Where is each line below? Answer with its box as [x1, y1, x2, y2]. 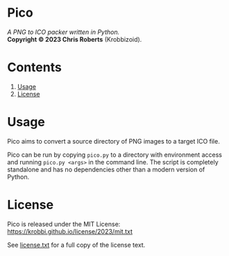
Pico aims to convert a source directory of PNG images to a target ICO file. [7, 137, 220, 145]
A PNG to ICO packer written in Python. [7, 28, 120, 36]
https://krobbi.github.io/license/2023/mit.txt [7, 227, 133, 235]
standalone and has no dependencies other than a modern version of [7, 165, 205, 173]
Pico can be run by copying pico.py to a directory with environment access [7, 151, 222, 159]
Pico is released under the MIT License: [7, 220, 121, 228]
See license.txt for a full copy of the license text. [7, 241, 146, 249]
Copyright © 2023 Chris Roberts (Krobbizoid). [7, 35, 142, 43]
